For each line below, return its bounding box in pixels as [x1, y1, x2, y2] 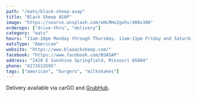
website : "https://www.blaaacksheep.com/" [6, 47, 111, 53]
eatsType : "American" [6, 41, 59, 47]
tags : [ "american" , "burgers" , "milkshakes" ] [6, 68, 119, 74]
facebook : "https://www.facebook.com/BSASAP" [6, 52, 119, 58]
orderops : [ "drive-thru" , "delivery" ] [6, 25, 101, 31]
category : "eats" [6, 30, 49, 36]
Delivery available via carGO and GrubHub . [6, 84, 110, 91]
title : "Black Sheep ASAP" [6, 14, 72, 20]
